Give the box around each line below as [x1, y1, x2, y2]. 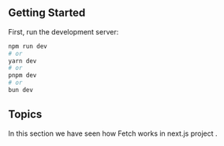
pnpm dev [8, 71, 37, 79]
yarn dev [8, 57, 37, 65]
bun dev [8, 86, 34, 94]
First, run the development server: [8, 27, 119, 36]
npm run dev [8, 42, 47, 50]
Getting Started [8, 6, 86, 20]
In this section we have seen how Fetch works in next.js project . [8, 129, 218, 138]
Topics [8, 108, 43, 121]
